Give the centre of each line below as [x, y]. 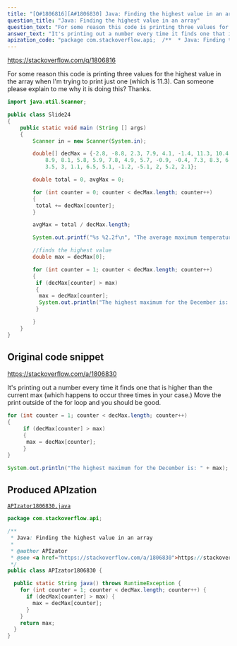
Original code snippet [56, 357]
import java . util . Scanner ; [47, 102]
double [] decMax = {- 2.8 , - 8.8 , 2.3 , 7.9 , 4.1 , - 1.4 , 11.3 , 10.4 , [132, 154]
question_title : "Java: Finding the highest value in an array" [104, 20]
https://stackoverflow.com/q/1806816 [62, 60]
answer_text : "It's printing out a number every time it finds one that [116, 34]
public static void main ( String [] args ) [83, 128]
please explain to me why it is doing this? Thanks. [79, 89]
